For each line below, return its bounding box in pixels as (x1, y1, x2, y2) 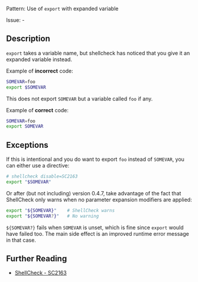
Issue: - (6, 17, 25, 23)
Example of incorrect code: (6, 67, 74, 74)
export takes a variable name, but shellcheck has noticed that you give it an (6, 49, 190, 56)
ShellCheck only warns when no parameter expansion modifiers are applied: (6, 196, 192, 203)
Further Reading (6, 254, 67, 264)
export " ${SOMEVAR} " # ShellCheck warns (6, 207, 115, 213)
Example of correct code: (6, 106, 69, 113)
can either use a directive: (6, 162, 70, 169)
